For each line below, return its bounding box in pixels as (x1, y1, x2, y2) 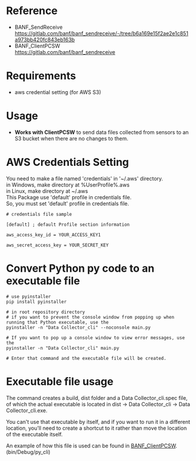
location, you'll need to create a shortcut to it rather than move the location (6, 425, 187, 432)
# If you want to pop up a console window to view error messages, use (6, 335, 185, 340)
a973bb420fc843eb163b (14, 36, 75, 43)
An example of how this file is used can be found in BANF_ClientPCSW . (6, 442, 177, 449)
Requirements (6, 69, 76, 83)
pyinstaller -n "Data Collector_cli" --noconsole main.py (6, 325, 151, 330)
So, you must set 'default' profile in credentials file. (6, 200, 129, 207)
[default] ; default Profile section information (6, 222, 130, 228)
